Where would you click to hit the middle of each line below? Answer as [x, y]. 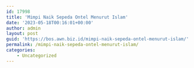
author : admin [24, 28]
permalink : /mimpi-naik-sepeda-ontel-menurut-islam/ [72, 45]
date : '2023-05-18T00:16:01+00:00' [50, 22]
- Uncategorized [37, 56]
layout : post [22, 34]
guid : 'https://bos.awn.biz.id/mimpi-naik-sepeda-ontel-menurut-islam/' [98, 39]
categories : [21, 50]
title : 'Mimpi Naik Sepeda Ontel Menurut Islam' [67, 17]
